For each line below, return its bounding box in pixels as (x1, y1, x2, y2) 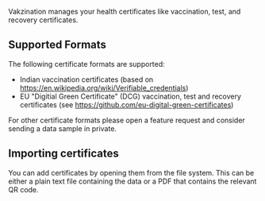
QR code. (8, 184, 39, 194)
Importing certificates (8, 147, 119, 160)
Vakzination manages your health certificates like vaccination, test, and (8, 7, 241, 16)
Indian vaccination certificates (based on (19, 75, 154, 84)
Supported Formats (8, 38, 107, 52)
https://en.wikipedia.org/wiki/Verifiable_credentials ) (19, 83, 189, 92)
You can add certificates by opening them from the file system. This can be (8, 168, 255, 177)
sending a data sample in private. (8, 123, 117, 133)
